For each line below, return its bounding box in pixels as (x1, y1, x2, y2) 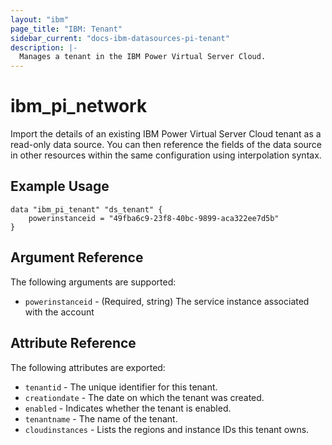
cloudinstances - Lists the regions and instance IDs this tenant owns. (24, 423, 310, 435)
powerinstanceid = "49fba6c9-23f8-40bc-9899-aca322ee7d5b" (28, 213, 280, 223)
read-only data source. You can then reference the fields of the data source (10, 139, 323, 151)
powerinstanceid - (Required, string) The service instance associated (24, 295, 310, 307)
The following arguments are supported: (10, 276, 177, 288)
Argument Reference (10, 249, 144, 266)
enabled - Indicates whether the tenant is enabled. (24, 402, 232, 414)
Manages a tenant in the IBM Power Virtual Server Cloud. (19, 52, 267, 62)
